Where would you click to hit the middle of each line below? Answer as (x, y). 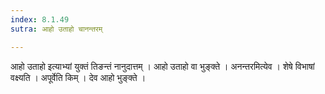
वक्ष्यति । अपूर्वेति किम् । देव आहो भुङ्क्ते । (78, 77)
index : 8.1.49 (40, 19)
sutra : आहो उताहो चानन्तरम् (56, 29)
